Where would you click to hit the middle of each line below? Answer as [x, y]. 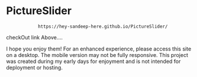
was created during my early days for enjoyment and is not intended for [93, 61]
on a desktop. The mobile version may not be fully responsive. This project [97, 55]
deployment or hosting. [35, 67]
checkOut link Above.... [35, 37]
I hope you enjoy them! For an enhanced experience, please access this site [99, 49]
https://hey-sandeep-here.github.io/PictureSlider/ [103, 26]
